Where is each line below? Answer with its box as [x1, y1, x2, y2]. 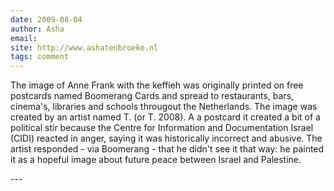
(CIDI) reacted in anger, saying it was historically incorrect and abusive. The [10, 132, 323, 145]
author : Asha [10, 24, 65, 34]
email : [10, 33, 38, 43]
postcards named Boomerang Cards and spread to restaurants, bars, [10, 90, 295, 102]
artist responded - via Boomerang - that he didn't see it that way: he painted [10, 143, 325, 155]
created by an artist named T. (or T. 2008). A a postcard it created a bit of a [10, 111, 321, 123]
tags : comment [10, 52, 70, 62]
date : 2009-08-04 [10, 14, 83, 25]
